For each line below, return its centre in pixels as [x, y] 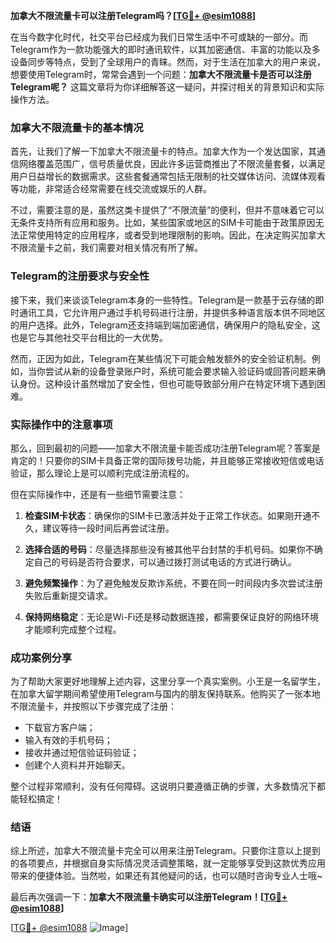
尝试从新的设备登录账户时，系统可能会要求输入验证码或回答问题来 [180, 371]
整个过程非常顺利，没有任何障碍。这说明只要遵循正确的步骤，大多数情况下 [163, 786]
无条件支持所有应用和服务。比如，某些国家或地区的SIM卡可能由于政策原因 [163, 223]
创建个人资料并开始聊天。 [77, 765]
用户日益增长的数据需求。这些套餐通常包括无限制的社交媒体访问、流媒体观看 [168, 176]
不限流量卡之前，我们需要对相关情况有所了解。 [106, 248]
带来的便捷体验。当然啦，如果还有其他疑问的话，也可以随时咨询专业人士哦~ [166, 876]
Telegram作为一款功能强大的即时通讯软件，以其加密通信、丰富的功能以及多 [165, 49]
